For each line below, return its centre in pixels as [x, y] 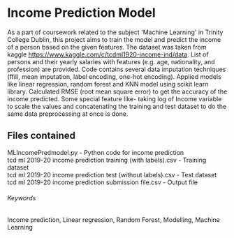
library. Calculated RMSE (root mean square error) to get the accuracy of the [117, 91]
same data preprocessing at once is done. [68, 114]
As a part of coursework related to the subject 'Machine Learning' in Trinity [115, 32]
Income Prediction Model [81, 13]
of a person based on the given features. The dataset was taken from [107, 47]
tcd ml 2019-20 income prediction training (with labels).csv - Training [107, 160]
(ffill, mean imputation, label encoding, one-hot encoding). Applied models [114, 76]
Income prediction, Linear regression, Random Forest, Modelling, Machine [114, 220]
